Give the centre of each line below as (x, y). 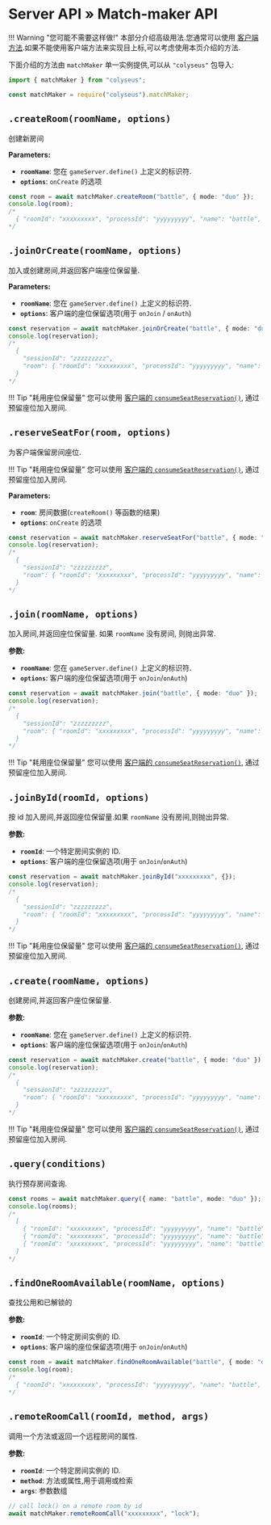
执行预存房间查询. (38, 1183)
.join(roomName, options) (73, 614)
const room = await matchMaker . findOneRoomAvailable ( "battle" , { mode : (131, 1363)
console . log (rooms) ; (43, 1206)
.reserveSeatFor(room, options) (90, 433)
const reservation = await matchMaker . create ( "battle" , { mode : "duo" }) (135, 1059)
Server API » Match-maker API (113, 14)
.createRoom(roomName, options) (90, 119)
